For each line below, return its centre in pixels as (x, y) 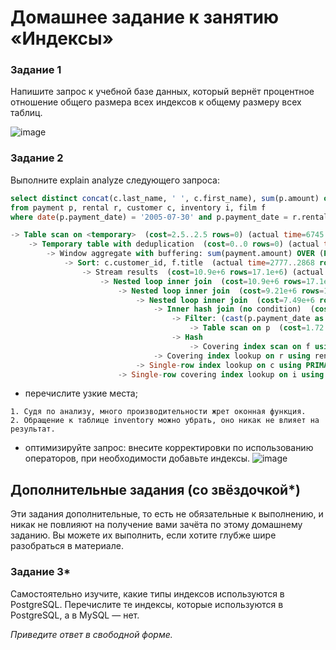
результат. (33, 429)
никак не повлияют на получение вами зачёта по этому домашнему (156, 525)
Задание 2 (37, 158)
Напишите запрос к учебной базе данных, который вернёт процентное (162, 92)
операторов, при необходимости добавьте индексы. (137, 458)
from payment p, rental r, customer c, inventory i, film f (138, 207)
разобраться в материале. (67, 546)
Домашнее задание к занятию (145, 17)
